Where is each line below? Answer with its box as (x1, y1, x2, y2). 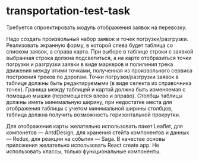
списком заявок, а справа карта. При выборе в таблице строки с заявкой (6, 48, 194, 55)
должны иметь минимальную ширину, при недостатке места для (6, 98, 172, 105)
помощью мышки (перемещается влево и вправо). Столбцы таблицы (6, 92, 183, 99)
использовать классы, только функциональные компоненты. (6, 147, 161, 155)
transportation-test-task (6, 4, 131, 18)
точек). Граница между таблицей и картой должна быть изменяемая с (6, 86, 186, 93)
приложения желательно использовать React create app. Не (6, 141, 159, 149)
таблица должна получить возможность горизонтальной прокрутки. (6, 111, 181, 118)
